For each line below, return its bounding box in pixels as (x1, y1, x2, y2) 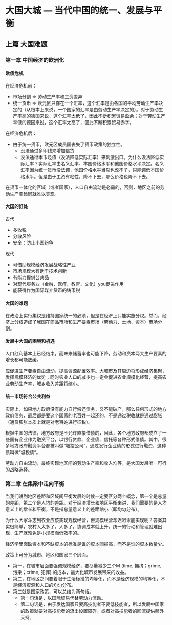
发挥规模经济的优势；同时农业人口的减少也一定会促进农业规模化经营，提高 (5, 374, 162, 380)
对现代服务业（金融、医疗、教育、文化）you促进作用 (12, 281, 124, 287)
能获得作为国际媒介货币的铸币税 (12, 287, 80, 293)
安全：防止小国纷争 (12, 239, 54, 246)
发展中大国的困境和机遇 (5, 338, 55, 344)
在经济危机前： (5, 82, 37, 89)
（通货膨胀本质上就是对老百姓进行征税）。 (5, 419, 93, 425)
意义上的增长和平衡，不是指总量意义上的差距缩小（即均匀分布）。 (5, 506, 142, 512)
